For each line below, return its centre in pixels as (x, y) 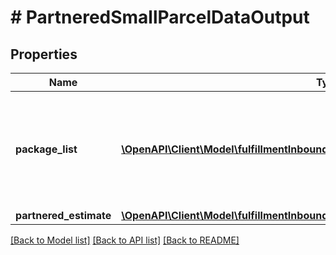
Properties (44, 54)
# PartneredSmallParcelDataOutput (160, 17)
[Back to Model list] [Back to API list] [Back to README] (125, 240)
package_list (46, 149)
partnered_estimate (63, 215)
